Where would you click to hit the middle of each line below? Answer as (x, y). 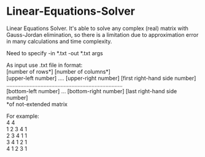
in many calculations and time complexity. (59, 41)
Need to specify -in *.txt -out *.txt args (55, 53)
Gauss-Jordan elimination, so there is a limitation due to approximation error (102, 34)
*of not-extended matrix (37, 104)
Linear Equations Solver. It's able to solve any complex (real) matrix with (98, 28)
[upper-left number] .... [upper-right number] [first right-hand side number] (101, 78)
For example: (23, 116)
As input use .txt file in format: (44, 65)
